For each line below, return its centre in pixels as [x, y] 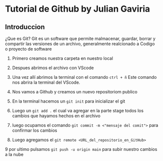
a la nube [14, 154]
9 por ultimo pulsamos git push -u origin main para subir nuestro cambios [81, 149]
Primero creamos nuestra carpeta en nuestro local [63, 58]
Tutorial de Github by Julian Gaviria [78, 9]
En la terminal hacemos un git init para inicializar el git [69, 101]
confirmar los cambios [35, 130]
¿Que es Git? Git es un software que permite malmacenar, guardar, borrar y [80, 38]
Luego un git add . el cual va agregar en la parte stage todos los [78, 111]
